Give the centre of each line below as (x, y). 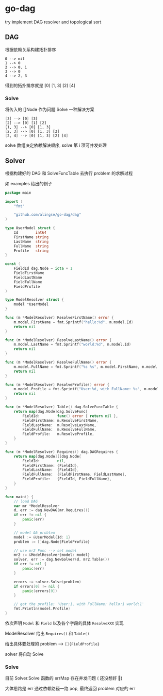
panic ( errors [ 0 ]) (40, 591)
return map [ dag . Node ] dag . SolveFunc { (51, 411)
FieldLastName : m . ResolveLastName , (59, 425)
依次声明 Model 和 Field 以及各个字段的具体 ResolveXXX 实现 (64, 623)
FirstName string (31, 237)
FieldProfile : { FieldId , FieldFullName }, (67, 479)
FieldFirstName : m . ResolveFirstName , (60, 420)
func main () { (19, 497)
